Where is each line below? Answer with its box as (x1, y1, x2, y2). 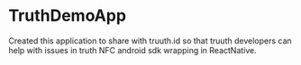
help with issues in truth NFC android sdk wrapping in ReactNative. (8, 44, 258, 55)
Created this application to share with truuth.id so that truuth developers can (8, 35, 292, 46)
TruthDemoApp (8, 5, 127, 26)
